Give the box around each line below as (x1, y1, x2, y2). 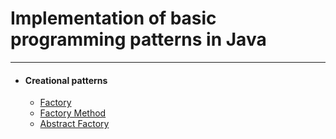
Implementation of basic (10, 7, 217, 30)
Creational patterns (24, 74, 108, 86)
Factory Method (39, 107, 107, 119)
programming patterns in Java (10, 28, 267, 51)
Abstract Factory (39, 118, 110, 130)
